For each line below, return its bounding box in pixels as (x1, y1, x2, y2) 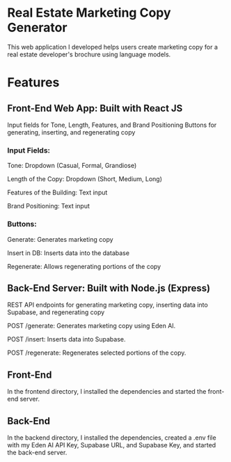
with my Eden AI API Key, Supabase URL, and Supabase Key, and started (7, 440, 216, 449)
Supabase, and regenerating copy (7, 308, 105, 316)
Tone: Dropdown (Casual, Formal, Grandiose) (7, 162, 137, 170)
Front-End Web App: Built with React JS (7, 102, 183, 114)
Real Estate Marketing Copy (7, 5, 172, 21)
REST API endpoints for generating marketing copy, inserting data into (7, 301, 209, 309)
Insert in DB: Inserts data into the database (7, 249, 130, 257)
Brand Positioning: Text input (7, 202, 90, 210)
